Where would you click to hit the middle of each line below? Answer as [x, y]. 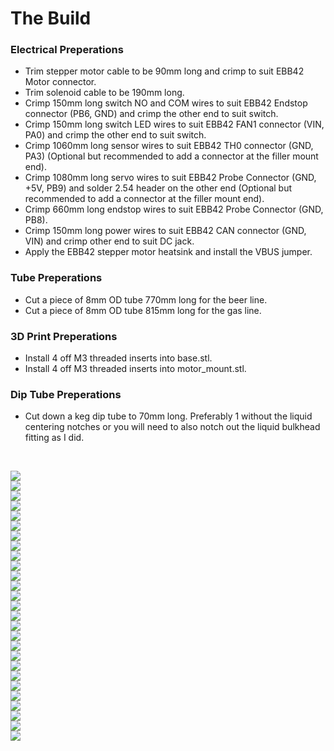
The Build [51, 18]
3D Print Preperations [64, 336]
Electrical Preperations [67, 50]
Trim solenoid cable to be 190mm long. [104, 93]
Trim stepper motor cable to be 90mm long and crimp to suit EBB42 [164, 71]
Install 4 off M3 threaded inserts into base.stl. [118, 358]
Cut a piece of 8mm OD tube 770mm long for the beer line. [146, 299]
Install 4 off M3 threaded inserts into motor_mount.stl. [135, 369]
